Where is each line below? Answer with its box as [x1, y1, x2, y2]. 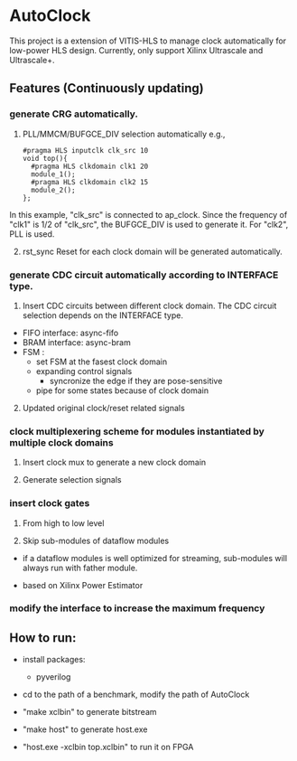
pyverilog [35, 672, 71, 682]
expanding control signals [35, 365, 133, 376]
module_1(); [31, 169, 76, 179]
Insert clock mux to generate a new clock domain [22, 457, 207, 468]
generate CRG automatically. [9, 108, 138, 120]
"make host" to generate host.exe [22, 724, 148, 735]
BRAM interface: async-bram [22, 336, 131, 348]
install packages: [22, 654, 86, 665]
